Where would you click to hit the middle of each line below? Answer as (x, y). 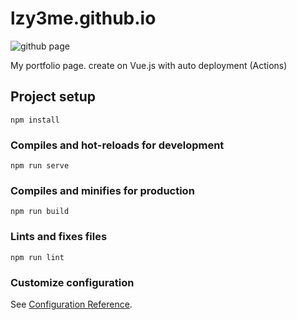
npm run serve (40, 166)
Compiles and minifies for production (102, 190)
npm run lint (37, 257)
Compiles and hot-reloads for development (117, 145)
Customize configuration (72, 282)
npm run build (40, 212)
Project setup (53, 97)
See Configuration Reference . (71, 304)
